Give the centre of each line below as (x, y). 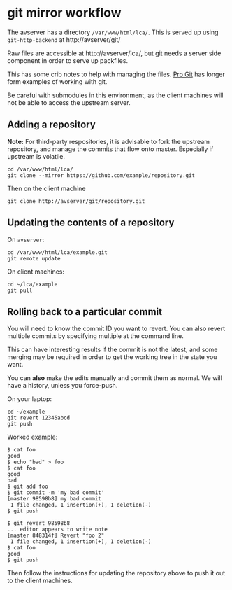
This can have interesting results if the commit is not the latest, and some (113, 350)
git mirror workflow (64, 13)
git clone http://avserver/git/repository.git (76, 201)
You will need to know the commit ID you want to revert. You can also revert (116, 329)
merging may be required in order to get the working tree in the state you (112, 357)
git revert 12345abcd (39, 418)
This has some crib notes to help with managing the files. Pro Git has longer (116, 74)
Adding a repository (51, 125)
